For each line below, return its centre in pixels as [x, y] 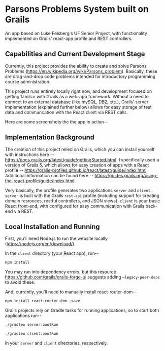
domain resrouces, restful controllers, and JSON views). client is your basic [82, 200]
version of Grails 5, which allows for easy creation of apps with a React [77, 165]
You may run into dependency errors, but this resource [61, 272]
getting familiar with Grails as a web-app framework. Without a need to [77, 96]
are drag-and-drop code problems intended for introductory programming [80, 76]
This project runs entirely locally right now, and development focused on [79, 91]
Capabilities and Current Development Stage [75, 54]
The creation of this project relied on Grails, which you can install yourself [80, 149]
